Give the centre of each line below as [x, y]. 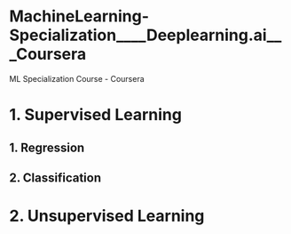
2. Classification [55, 178]
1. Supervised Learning [95, 115]
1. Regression [47, 147]
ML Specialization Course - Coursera [77, 78]
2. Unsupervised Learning [107, 216]
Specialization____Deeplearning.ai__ [145, 35]
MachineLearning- [79, 16]
